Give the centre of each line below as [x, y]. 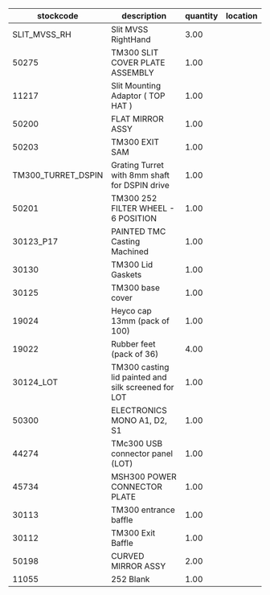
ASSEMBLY [133, 73]
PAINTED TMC [139, 231]
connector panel [142, 453]
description [144, 16]
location [242, 16]
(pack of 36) [135, 354]
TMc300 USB [137, 443]
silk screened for [143, 387]
